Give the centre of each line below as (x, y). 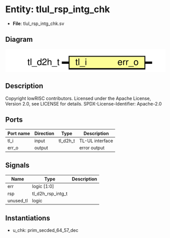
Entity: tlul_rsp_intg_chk (58, 9)
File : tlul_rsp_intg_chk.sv (38, 23)
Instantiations (28, 218)
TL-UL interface (96, 141)
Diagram (19, 39)
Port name (19, 133)
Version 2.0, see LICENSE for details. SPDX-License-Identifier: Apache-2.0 (83, 103)
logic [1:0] (43, 187)
